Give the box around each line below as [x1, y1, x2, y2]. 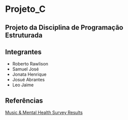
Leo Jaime [12, 82, 34, 88]
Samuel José [12, 66, 39, 72]
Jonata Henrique [12, 71, 47, 77]
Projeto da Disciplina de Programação [5, 23, 124, 32]
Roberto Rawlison [12, 61, 48, 67]
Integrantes [5, 48, 42, 56]
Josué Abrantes [12, 77, 45, 83]
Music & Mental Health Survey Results [5, 110, 83, 116]
